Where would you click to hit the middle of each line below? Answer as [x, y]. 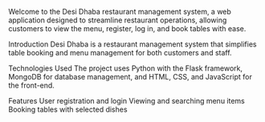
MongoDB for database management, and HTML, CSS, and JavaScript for [130, 77]
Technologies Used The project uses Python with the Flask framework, [126, 68]
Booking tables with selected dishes [68, 109]
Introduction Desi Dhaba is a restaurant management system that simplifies [132, 44]
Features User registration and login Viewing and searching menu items [126, 101]
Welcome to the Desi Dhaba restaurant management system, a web [120, 12]
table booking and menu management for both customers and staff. [120, 53]
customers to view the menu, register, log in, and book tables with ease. [127, 28]
